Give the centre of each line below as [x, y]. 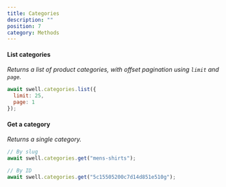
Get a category [29, 124]
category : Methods [33, 33]
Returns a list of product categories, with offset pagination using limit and [113, 70]
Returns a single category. [45, 139]
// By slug [23, 152]
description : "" [30, 20]
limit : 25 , [29, 96]
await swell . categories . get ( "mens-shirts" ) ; [72, 158]
